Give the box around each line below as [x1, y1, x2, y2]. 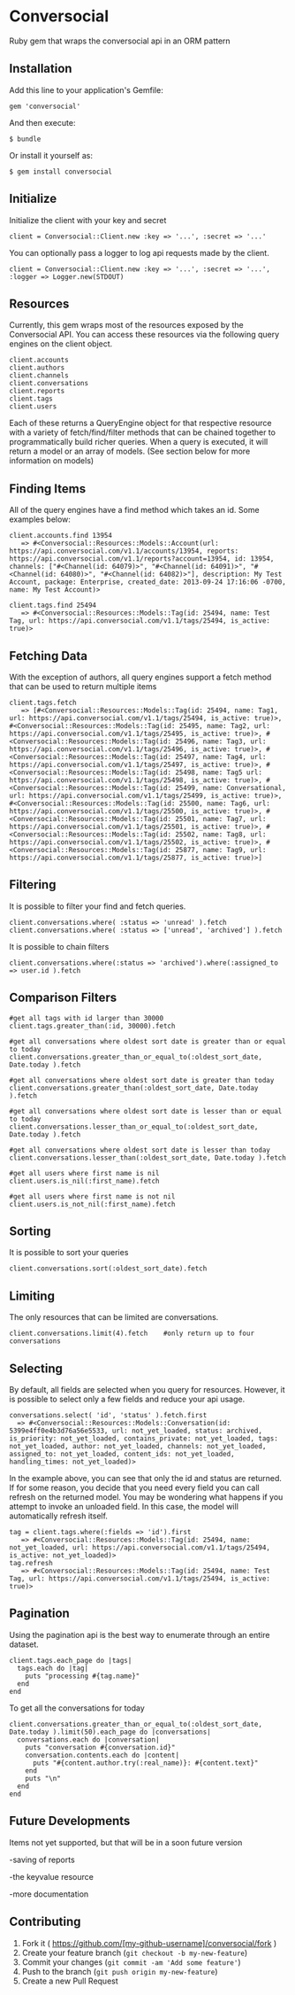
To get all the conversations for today [9, 1703, 146, 1713]
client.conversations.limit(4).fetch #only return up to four [9, 1329, 254, 1339]
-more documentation [9, 1889, 89, 1899]
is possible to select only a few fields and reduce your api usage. [9, 1393, 246, 1405]
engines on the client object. [9, 338, 113, 349]
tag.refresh [9, 1559, 53, 1568]
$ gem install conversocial [9, 167, 113, 176]
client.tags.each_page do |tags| [9, 1656, 132, 1665]
